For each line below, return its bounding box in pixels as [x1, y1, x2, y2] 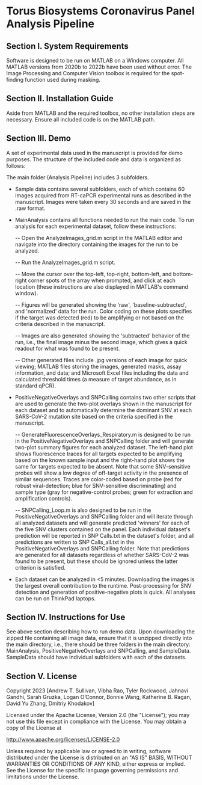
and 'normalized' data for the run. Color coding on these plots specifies [14, 307, 192, 315]
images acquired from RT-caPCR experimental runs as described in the [14, 191, 192, 199]
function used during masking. [25, 76, 101, 83]
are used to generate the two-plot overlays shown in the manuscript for [14, 400, 192, 407]
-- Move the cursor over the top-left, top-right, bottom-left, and [14, 270, 172, 277]
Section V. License [6, 671, 77, 681]
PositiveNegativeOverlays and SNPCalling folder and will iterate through [14, 513, 194, 520]
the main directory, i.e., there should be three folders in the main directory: [6, 641, 191, 648]
